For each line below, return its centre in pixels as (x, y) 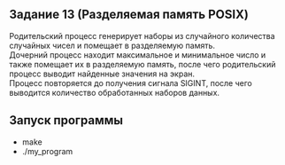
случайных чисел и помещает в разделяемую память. (112, 45)
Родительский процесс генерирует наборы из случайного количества (142, 35)
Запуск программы (66, 120)
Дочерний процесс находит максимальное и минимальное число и (138, 55)
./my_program (47, 151)
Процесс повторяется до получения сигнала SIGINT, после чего (131, 82)
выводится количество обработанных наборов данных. (114, 92)
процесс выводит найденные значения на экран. (102, 74)
